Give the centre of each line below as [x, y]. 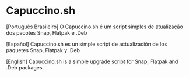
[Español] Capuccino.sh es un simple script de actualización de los [87, 44]
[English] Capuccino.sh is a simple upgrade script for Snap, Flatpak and [92, 61]
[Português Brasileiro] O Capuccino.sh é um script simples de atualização [95, 27]
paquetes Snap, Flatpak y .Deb [43, 50]
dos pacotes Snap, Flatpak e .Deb [47, 32]
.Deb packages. [25, 67]
